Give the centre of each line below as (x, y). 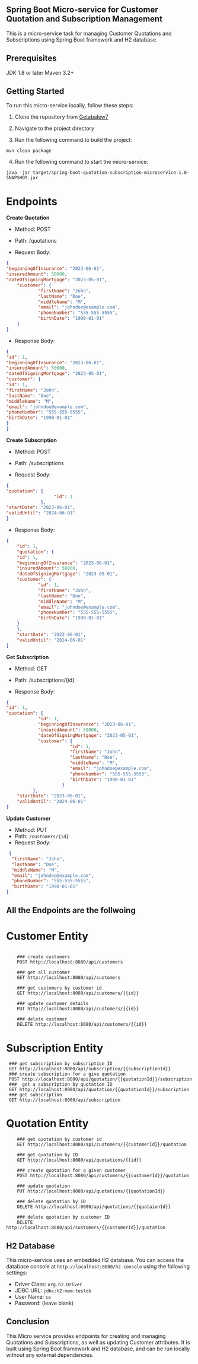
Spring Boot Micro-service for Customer (82, 10)
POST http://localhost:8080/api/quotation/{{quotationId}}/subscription (100, 1079)
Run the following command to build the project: (73, 140)
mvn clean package (29, 151)
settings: (17, 1273)
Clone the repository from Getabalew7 (61, 117)
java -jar (18, 173)
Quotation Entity (47, 1123)
